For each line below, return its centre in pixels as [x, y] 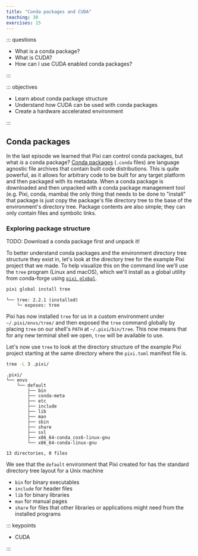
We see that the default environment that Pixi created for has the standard [98, 464]
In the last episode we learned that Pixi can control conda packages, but [95, 156]
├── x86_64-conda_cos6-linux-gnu [69, 438]
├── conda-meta [46, 396]
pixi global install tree [38, 289]
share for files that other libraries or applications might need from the [99, 508]
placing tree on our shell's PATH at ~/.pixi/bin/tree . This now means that [97, 329]
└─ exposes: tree [38, 305]
